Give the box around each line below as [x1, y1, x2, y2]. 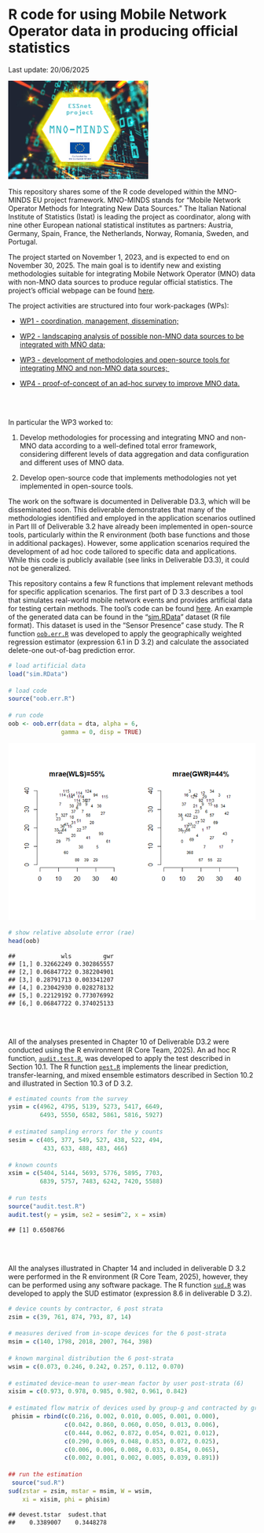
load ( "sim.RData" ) [8, 670, 68, 678]
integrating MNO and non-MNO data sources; [19, 363, 167, 373]
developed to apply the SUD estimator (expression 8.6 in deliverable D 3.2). [8, 1288, 253, 1298]
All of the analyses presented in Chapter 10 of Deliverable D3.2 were [8, 1037, 229, 1046]
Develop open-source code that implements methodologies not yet [19, 473, 237, 482]
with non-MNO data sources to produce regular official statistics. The [8, 277, 233, 286]
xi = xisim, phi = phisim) [22, 1495, 111, 1503]
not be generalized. [8, 563, 71, 573]
